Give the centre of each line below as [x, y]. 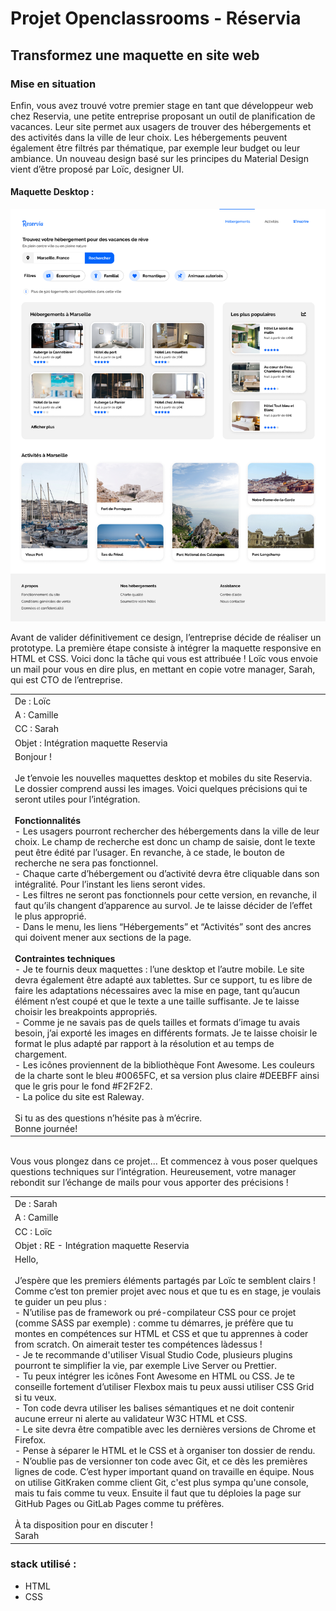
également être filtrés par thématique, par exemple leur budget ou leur [155, 148]
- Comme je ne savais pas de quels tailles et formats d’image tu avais [157, 1022]
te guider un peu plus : [60, 1302]
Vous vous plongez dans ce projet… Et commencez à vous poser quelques [164, 1161]
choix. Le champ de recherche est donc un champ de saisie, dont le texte [165, 841]
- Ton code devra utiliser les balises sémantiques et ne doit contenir [154, 1408]
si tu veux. [35, 1398]
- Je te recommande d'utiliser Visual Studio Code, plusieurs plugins [153, 1355]
